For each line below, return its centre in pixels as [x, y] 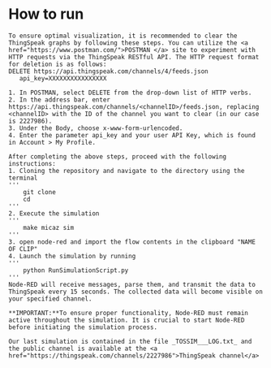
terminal [23, 178]
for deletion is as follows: [58, 64]
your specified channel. [50, 299]
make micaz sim [49, 227]
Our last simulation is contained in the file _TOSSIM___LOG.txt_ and [130, 341]
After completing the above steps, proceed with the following [118, 156]
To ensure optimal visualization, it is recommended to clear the [123, 36]
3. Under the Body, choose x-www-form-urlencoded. [96, 128]
